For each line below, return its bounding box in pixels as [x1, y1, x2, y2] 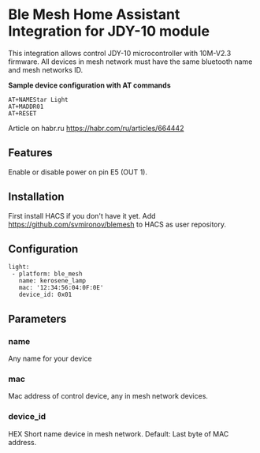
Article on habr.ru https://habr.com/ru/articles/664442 [8, 123, 184, 133]
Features [8, 146, 53, 159]
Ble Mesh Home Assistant [8, 6, 180, 24]
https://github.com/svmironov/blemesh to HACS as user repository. [8, 219, 227, 229]
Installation [8, 190, 65, 204]
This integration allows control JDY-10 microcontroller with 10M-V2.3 [8, 48, 232, 58]
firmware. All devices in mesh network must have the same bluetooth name [8, 57, 253, 66]
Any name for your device [8, 354, 92, 364]
